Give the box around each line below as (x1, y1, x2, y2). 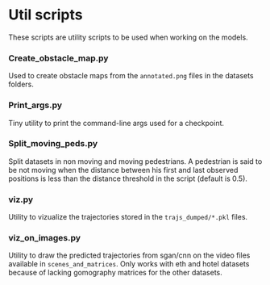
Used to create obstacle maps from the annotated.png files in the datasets (8, 71, 254, 81)
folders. (8, 79, 34, 90)
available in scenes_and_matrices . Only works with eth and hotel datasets (8, 259, 250, 269)
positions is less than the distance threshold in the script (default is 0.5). (8, 174, 248, 183)
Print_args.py (8, 99, 63, 111)
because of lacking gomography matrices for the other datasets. (8, 268, 223, 278)
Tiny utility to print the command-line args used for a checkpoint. (8, 118, 224, 128)
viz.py (8, 194, 34, 205)
